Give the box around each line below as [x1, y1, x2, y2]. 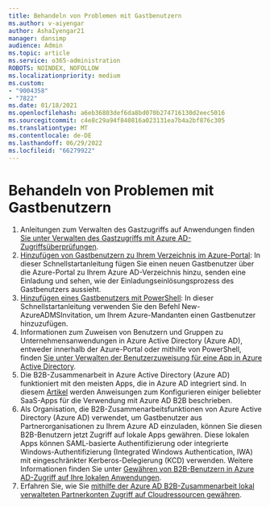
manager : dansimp [8, 34, 67, 43]
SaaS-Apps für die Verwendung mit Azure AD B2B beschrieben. [19, 396, 232, 406]
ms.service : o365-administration [8, 57, 121, 65]
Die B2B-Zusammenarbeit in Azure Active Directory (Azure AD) [19, 370, 231, 380]
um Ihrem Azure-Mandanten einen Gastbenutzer [94, 311, 256, 320]
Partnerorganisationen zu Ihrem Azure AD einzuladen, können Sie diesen [19, 422, 262, 431]
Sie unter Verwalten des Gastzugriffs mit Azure [19, 233, 177, 243]
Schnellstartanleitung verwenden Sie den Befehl [19, 302, 181, 311]
